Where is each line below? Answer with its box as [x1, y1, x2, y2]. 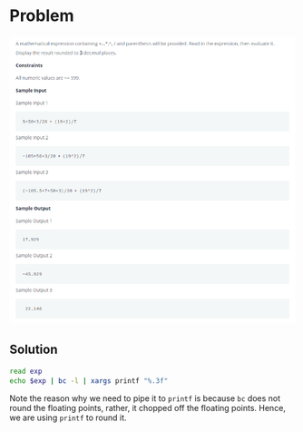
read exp [9, 367, 43, 377]
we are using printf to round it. [9, 412, 127, 423]
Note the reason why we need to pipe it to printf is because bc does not [9, 392, 281, 404]
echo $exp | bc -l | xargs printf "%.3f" [9, 377, 169, 386]
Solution [9, 341, 58, 357]
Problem [9, 5, 74, 26]
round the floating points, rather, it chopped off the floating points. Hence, [9, 402, 286, 413]
